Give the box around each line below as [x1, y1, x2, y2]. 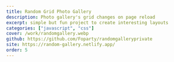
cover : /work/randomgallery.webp [6, 31, 89, 37]
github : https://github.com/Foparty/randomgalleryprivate [6, 36, 153, 42]
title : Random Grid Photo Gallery [6, 8, 92, 15]
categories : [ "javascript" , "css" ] [6, 25, 94, 31]
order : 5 [6, 47, 28, 53]
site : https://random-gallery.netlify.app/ [6, 42, 116, 48]
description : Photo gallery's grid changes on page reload [6, 14, 156, 20]
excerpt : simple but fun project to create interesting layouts [6, 19, 169, 25]
